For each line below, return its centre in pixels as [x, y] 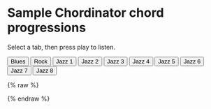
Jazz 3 [116, 61]
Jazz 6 [192, 61]
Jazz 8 [45, 70]
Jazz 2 [90, 61]
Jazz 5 [167, 61]
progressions [46, 28]
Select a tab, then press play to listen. [61, 47]
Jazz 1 [64, 61]
